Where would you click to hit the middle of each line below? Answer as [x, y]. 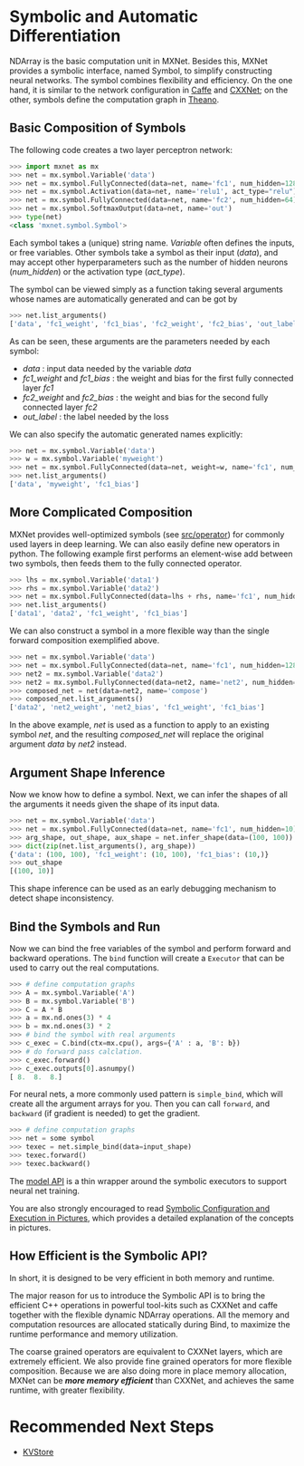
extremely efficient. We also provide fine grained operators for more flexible [151, 1361]
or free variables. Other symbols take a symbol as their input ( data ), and [144, 252]
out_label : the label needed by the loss [95, 416]
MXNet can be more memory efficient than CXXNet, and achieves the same [152, 1380]
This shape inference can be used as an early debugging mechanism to [143, 889]
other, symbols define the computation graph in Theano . [114, 99]
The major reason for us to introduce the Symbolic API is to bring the [137, 1295]
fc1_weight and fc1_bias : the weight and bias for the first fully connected [158, 378]
